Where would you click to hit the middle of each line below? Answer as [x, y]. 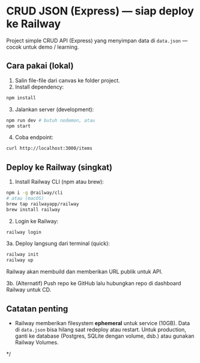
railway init [23, 255]
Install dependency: [39, 87]
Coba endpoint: [34, 137]
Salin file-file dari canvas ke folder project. [67, 80]
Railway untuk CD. [29, 290]
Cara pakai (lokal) [40, 66]
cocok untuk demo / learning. [43, 47]
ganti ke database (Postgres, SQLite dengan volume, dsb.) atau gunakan [105, 336]
